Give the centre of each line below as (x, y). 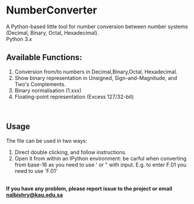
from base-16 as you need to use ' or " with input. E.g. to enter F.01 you (100, 165)
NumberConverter (52, 10)
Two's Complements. (40, 84)
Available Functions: (44, 57)
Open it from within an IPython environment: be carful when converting (100, 158)
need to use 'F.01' (36, 170)
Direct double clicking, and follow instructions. (71, 152)
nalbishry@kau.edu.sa (35, 195)
